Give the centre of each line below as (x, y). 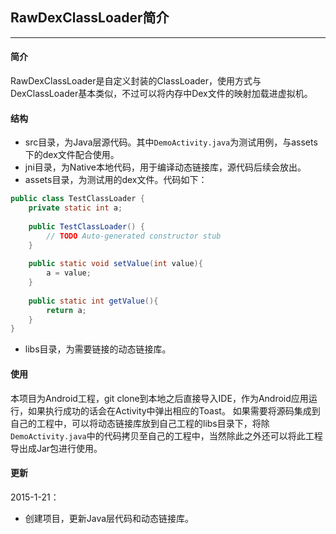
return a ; (66, 310)
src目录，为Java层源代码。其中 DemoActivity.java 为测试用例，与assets (171, 142)
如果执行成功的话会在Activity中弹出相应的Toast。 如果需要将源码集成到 (174, 410)
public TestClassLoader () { (86, 226)
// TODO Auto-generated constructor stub (134, 236)
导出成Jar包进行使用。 (56, 448)
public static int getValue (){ (93, 301)
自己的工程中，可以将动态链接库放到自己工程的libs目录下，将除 (140, 423)
